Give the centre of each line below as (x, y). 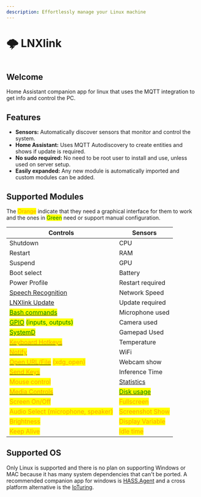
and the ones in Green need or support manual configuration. (83, 218)
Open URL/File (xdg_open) (47, 362)
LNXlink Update (32, 302)
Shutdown (24, 243)
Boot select (26, 273)
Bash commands (34, 313)
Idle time (131, 431)
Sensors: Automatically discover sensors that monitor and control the (103, 132)
